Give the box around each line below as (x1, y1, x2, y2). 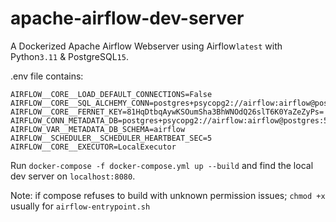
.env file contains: (10, 70, 84, 82)
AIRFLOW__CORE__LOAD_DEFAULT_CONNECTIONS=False (10, 89, 213, 99)
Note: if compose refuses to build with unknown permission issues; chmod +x (10, 189, 326, 201)
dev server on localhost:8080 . (10, 170, 136, 182)
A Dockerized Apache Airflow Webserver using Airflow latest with (10, 40, 283, 52)
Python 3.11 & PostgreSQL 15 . (10, 50, 129, 62)
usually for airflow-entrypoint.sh (10, 200, 151, 212)
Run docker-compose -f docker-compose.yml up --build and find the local (10, 159, 314, 171)
